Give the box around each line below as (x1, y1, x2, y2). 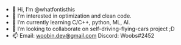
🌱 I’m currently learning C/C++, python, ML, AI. (12, 19, 130, 26)
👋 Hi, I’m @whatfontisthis (12, 6, 75, 13)
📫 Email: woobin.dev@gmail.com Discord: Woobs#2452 (12, 32, 155, 39)
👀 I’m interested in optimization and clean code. (12, 12, 132, 19)
